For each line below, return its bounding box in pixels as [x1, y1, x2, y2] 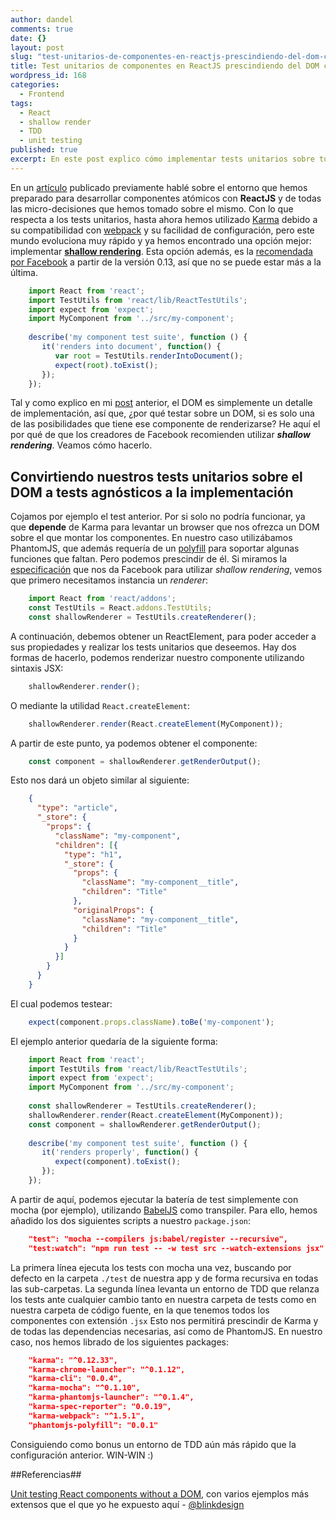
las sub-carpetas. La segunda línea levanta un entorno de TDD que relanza [10, 1282, 320, 1295]
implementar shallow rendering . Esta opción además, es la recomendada [10, 245, 313, 257]
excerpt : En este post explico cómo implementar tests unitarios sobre [10, 154, 315, 164]
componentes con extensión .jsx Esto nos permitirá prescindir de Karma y [10, 1314, 319, 1326]
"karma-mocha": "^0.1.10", [28, 1383, 141, 1393]
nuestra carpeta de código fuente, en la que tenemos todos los [10, 1304, 270, 1316]
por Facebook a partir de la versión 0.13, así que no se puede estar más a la [10, 256, 322, 268]
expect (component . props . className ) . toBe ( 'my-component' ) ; [28, 1017, 275, 1027]
